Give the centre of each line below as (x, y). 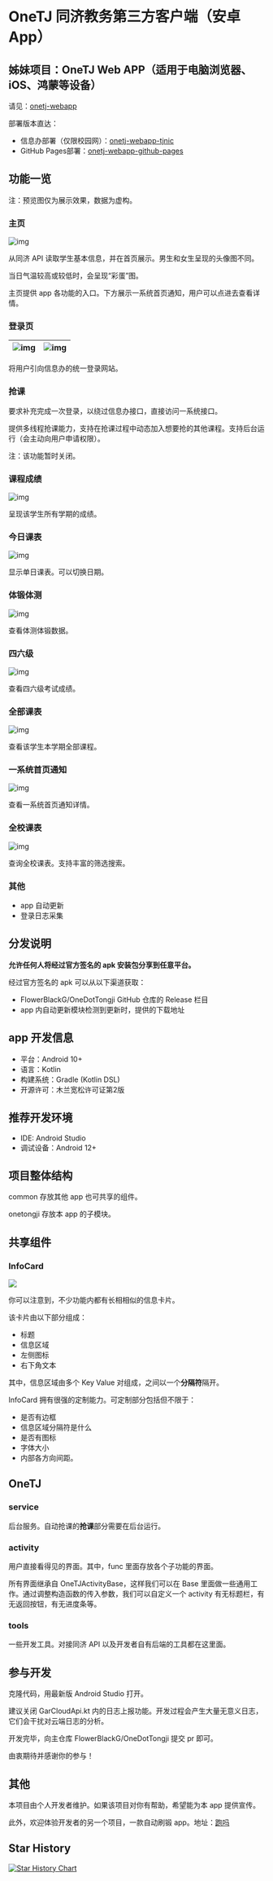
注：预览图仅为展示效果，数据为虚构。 (72, 200)
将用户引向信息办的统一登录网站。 (65, 368)
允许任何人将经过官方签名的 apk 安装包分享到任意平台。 (102, 965)
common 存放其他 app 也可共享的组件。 (75, 1197)
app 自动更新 (42, 906)
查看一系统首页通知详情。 (51, 805)
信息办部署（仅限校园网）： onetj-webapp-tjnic (97, 141)
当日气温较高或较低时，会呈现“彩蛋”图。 (76, 276)
